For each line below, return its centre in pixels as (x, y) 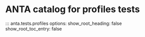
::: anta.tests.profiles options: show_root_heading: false (64, 23)
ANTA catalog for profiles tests (72, 9)
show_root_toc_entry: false (34, 28)
